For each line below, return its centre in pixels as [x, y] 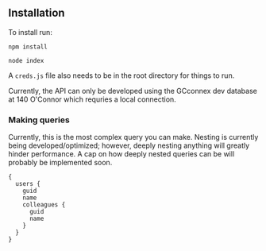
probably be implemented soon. [60, 163]
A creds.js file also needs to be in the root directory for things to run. [121, 75]
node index [26, 60]
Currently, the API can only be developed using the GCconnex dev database [133, 91]
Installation [37, 13]
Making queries [39, 120]
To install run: [31, 32]
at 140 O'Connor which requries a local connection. [92, 99]
